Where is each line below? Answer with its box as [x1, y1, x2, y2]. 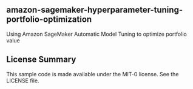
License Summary [6, 54, 76, 65]
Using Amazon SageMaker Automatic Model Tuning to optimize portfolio [6, 30, 187, 38]
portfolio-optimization [6, 15, 92, 25]
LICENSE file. [6, 77, 39, 84]
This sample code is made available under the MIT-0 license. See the [6, 70, 179, 77]
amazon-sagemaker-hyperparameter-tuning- [6, 5, 183, 15]
